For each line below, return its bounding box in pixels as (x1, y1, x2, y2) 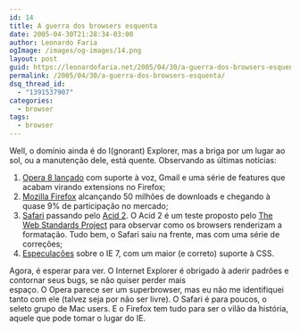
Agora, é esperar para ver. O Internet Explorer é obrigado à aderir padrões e (9, 265, 289, 276)
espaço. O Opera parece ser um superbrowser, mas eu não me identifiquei (9, 285, 284, 295)
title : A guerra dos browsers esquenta (9, 21, 158, 30)
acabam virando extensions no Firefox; (21, 182, 166, 192)
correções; (21, 238, 63, 249)
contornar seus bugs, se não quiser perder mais (9, 275, 186, 286)
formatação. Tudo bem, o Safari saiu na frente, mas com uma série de (21, 229, 280, 239)
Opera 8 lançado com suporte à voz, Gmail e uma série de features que (21, 172, 286, 183)
